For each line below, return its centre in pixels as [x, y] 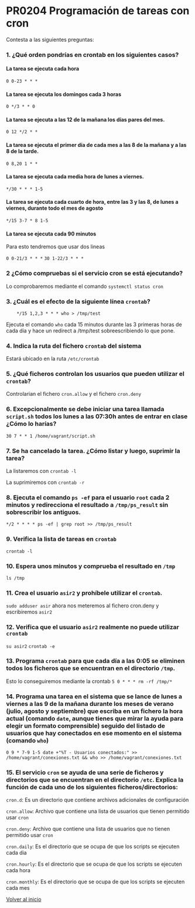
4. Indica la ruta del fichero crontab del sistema [74, 346]
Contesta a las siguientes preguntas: [50, 39]
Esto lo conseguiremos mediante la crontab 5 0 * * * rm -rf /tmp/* [89, 681]
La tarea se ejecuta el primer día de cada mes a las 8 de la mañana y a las [96, 145]
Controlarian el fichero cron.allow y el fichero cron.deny [74, 394]
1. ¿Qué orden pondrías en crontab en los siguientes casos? [93, 55]
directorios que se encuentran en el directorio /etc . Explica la [95, 780]
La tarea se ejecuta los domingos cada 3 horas [64, 94]
